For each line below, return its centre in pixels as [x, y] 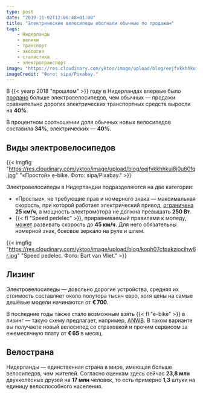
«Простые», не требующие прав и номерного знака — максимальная [105, 199]
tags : [13, 29]
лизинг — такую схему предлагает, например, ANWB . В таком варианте [99, 320]
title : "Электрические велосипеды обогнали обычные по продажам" [90, 23]
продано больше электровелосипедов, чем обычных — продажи [91, 98]
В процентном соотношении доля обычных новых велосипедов [89, 122]
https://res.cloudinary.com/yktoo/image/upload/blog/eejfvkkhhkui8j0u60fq [102, 169]
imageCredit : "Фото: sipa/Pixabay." [52, 74]
